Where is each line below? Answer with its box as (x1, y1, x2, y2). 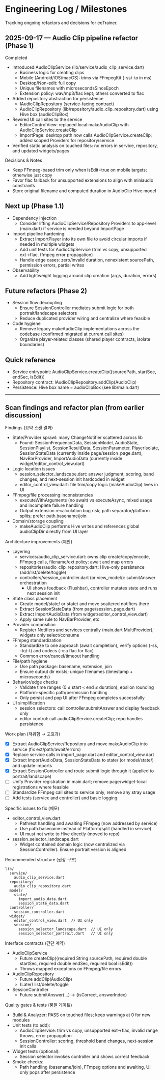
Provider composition (12, 622, 56, 627)
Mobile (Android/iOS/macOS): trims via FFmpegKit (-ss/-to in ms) (19, 75, 152, 81)
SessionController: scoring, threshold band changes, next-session (19, 1038, 154, 1044)
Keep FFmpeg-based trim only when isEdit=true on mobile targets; (12, 167, 147, 173)
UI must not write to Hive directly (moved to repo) (19, 831, 120, 837)
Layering (12, 549, 30, 554)
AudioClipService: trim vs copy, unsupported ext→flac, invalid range (19, 1027, 158, 1033)
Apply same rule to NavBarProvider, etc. (19, 616, 101, 622)
